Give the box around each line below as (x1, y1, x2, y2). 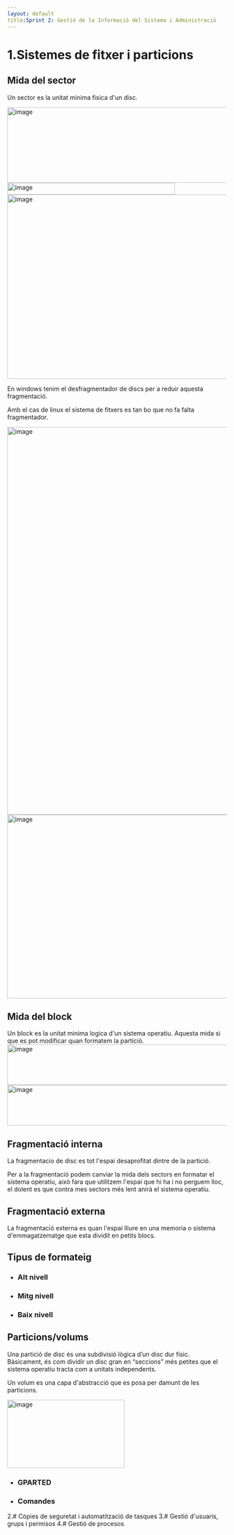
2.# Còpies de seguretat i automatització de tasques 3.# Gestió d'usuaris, (7, 1512, 219, 1520)
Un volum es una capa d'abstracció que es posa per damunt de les (7, 1378, 200, 1387)
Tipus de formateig (7, 1251, 92, 1263)
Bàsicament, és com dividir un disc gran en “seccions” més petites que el (7, 1357, 218, 1366)
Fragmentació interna (7, 1138, 103, 1150)
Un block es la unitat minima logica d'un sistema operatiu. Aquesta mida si (7, 1029, 221, 1038)
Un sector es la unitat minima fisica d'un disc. (7, 93, 138, 101)
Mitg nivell (17, 1291, 54, 1301)
